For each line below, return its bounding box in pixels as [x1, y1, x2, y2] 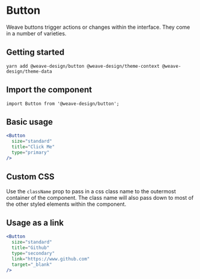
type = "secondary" [11, 250, 55, 256]
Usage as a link [6, 217, 64, 228]
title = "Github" [11, 245, 50, 251]
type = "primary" [11, 149, 50, 155]
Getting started [6, 47, 65, 58]
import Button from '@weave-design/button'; [6, 100, 120, 107]
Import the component [6, 85, 92, 95]
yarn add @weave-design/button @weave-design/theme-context [6, 63, 160, 69]
